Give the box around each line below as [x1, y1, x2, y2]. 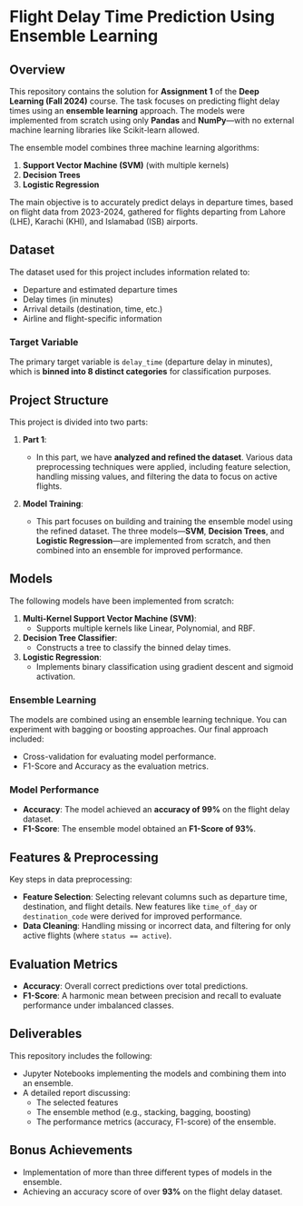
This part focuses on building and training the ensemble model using [35, 515, 293, 526]
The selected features [35, 1097, 119, 1108]
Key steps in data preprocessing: [9, 874, 132, 885]
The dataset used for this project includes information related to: [9, 266, 250, 277]
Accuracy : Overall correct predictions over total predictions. [22, 980, 249, 992]
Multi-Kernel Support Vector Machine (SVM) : [22, 613, 197, 623]
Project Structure [9, 393, 109, 408]
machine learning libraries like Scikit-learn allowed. [9, 125, 200, 135]
